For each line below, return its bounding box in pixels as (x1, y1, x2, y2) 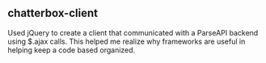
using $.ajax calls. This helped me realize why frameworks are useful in (7, 36, 246, 46)
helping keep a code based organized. (7, 44, 136, 55)
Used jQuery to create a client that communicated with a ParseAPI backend (7, 27, 259, 37)
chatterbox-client (7, 6, 99, 20)
